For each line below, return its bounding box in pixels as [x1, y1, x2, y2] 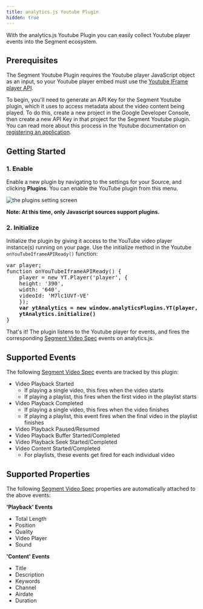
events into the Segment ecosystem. [6, 38, 98, 45]
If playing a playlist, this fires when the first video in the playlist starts [24, 393, 197, 400]
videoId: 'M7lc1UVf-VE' [19, 293, 90, 299]
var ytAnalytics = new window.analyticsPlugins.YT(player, [19, 305, 198, 311]
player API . [6, 85, 33, 92]
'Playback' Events [6, 503, 53, 510]
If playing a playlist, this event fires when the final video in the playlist [24, 412, 198, 420]
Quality [15, 527, 33, 535]
